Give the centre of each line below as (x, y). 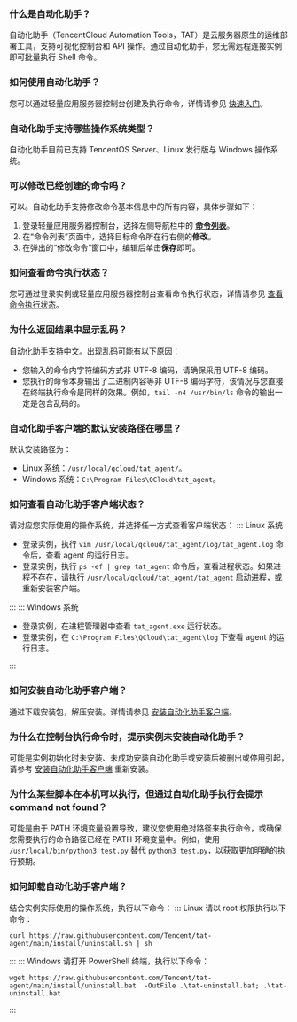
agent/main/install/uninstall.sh (71, 943)
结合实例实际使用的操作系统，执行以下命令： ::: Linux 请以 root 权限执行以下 (148, 908)
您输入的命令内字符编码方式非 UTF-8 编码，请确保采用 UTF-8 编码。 (147, 370)
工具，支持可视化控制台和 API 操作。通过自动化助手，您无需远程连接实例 (149, 46)
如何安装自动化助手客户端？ (68, 690)
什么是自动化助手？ (50, 13)
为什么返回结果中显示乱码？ (68, 330)
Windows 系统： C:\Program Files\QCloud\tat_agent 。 (121, 480)
